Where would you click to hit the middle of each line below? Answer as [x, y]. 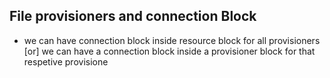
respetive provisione [66, 61]
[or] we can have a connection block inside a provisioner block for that [169, 51]
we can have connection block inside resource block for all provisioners [172, 40]
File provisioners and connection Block [133, 16]
